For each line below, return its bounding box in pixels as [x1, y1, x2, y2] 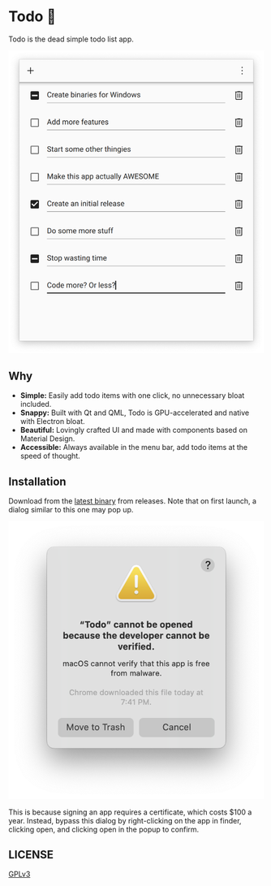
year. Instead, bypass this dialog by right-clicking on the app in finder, [8, 815, 242, 825]
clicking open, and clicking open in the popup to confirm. [8, 824, 200, 834]
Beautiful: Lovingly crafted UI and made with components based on [19, 426, 247, 435]
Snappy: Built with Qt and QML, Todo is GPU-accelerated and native [19, 408, 250, 417]
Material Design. [19, 434, 75, 443]
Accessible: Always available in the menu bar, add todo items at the [19, 443, 248, 452]
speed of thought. [19, 451, 81, 461]
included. [19, 400, 52, 409]
